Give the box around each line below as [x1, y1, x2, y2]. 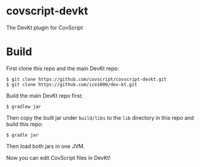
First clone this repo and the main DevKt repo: [6, 65, 119, 72]
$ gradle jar [6, 132, 39, 138]
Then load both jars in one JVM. [6, 142, 85, 150]
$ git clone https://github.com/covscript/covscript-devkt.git [6, 76, 167, 82]
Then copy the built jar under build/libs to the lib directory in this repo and [6, 114, 194, 121]
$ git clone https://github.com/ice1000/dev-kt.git [6, 81, 137, 87]
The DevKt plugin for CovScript [6, 24, 84, 31]
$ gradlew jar [6, 104, 42, 110]
